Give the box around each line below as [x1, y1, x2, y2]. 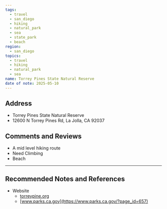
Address [5, 100, 32, 108]
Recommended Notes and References [5, 174, 125, 183]
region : [5, 44, 21, 49]
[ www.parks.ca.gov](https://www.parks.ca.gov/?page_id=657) [19, 199, 148, 205]
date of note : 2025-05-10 [5, 81, 59, 86]
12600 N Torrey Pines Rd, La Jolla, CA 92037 [12, 117, 105, 124]
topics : [5, 53, 21, 58]
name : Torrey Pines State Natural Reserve [5, 76, 94, 81]
